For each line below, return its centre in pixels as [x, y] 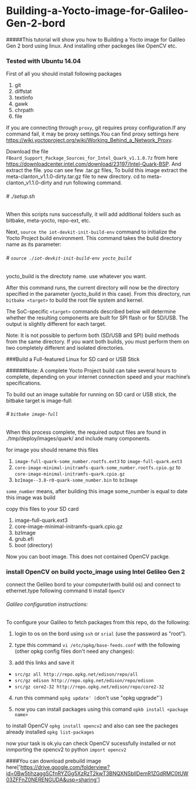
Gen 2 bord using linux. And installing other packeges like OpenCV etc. [92, 46]
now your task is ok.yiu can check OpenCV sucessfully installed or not [91, 743]
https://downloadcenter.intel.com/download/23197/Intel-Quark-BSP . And [94, 164]
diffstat [23, 92]
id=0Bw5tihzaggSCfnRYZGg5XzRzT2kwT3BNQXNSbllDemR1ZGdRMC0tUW [97, 774]
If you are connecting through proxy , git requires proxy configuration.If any [96, 128]
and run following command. [88, 183]
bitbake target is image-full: [39, 400]
